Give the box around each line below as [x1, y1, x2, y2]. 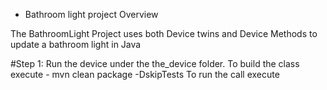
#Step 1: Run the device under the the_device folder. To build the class [10, 58, 300, 69]
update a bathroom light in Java [10, 39, 142, 50]
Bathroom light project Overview [24, 9, 159, 20]
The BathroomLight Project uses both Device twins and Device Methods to [10, 28, 318, 39]
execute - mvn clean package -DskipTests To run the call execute [10, 69, 280, 80]
